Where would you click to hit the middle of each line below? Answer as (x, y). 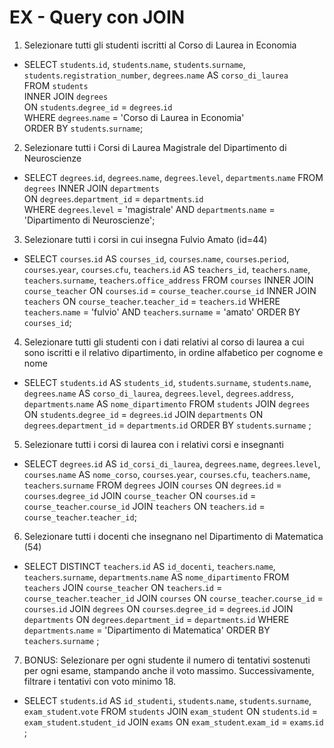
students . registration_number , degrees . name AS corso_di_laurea (156, 75)
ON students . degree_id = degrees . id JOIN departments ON (143, 414)
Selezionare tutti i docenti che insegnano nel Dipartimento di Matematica (173, 536)
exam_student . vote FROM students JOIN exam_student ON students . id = (170, 711)
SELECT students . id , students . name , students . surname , (134, 64)
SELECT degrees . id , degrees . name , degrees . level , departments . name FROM (173, 177)
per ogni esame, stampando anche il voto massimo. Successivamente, (169, 670)
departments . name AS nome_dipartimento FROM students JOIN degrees (167, 403)
